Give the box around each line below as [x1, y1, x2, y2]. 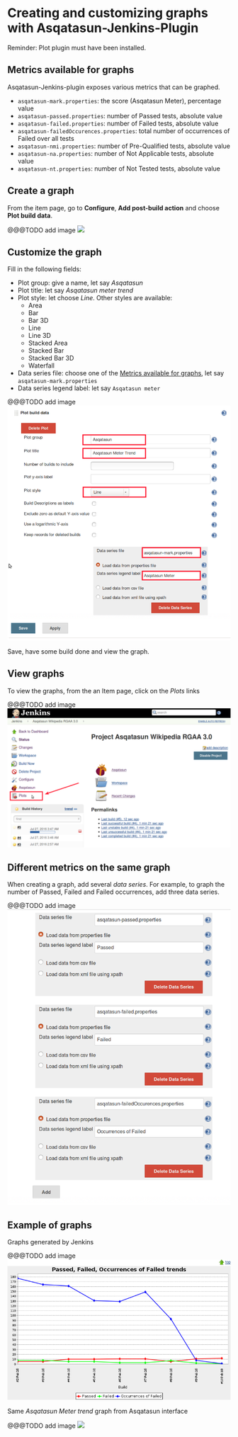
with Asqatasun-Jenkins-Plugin [7, 20, 199, 36]
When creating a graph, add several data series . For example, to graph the [7, 880, 225, 888]
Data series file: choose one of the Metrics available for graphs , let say [17, 369, 225, 377]
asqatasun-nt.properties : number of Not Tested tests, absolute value [17, 164, 221, 173]
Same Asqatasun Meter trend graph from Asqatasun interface [7, 1407, 188, 1416]
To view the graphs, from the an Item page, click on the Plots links [7, 686, 200, 695]
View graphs [7, 668, 65, 680]
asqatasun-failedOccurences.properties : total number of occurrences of [17, 126, 230, 135]
